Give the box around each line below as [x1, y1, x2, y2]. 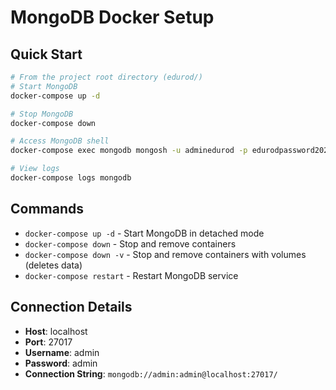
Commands [10, 201, 85, 218]
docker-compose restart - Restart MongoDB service [24, 269, 239, 281]
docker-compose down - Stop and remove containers [24, 237, 237, 250]
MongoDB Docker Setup [10, 6, 215, 29]
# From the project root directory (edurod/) [10, 72, 203, 82]
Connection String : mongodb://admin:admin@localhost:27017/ [24, 367, 278, 380]
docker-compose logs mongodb [10, 173, 132, 183]
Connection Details [10, 299, 133, 316]
